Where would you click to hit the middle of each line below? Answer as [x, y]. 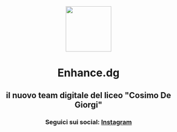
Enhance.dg [88, 73]
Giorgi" [88, 104]
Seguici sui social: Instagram [88, 122]
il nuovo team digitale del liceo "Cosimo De [88, 95]
